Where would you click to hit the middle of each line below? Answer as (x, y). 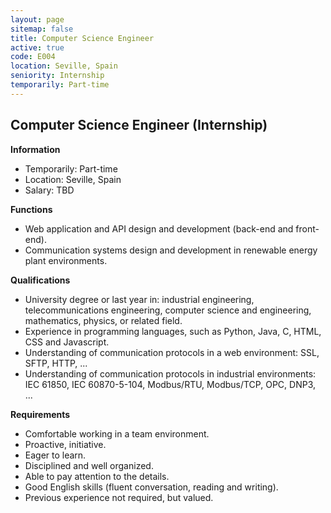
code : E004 (33, 57)
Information (35, 149)
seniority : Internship (57, 76)
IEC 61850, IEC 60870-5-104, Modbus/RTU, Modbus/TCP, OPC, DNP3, (170, 384)
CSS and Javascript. (67, 342)
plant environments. (66, 260)
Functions (31, 209)
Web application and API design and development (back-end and (159, 228)
